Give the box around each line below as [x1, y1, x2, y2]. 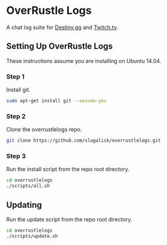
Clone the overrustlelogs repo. [6, 126, 82, 133]
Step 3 [6, 152, 26, 160]
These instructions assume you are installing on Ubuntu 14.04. [6, 57, 162, 64]
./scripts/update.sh [6, 233, 59, 239]
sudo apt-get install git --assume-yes [6, 98, 107, 104]
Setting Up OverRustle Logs [6, 41, 113, 51]
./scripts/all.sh [6, 183, 50, 189]
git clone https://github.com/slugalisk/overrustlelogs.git [6, 137, 162, 144]
